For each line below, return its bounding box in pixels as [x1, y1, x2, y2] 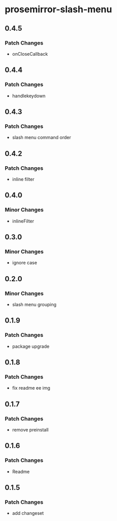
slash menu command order [12, 134, 71, 141]
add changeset [12, 510, 44, 516]
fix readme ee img [12, 385, 50, 391]
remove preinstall [12, 427, 49, 433]
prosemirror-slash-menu [5, 4, 112, 15]
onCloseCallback [12, 51, 48, 57]
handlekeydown [12, 93, 46, 99]
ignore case [12, 260, 38, 266]
